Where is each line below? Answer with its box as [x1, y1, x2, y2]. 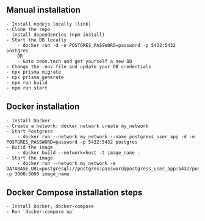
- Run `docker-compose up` [6, 209, 75, 215]
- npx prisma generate [6, 74, 64, 80]
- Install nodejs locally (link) [6, 21, 92, 27]
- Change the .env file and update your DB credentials [6, 63, 151, 69]
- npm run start [6, 85, 48, 91]
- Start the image [6, 155, 53, 161]
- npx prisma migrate [6, 69, 62, 75]
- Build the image [6, 144, 53, 150]
